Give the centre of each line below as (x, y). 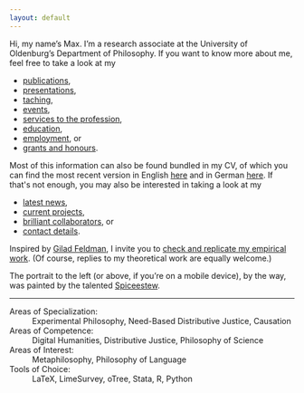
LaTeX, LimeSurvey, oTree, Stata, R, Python (112, 379)
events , (36, 109)
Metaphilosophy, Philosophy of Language (109, 359)
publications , (47, 80)
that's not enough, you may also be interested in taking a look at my (136, 184)
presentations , (49, 90)
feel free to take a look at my (62, 62)
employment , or (52, 138)
